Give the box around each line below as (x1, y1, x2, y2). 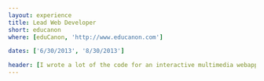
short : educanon (8, 26, 61, 33)
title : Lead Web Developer (8, 19, 97, 26)
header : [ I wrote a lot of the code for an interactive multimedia (8, 62, 234, 69)
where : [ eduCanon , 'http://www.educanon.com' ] (8, 33, 163, 41)
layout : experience (8, 11, 72, 19)
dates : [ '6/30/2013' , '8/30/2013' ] (8, 48, 125, 55)
